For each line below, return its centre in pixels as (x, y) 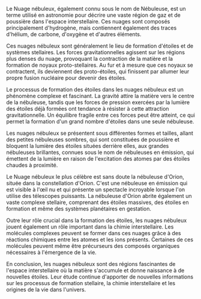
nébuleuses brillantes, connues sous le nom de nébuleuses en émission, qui (100, 152)
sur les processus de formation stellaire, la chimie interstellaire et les (91, 283)
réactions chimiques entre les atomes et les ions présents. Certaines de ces (100, 239)
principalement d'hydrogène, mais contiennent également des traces (91, 28)
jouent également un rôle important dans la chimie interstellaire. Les (90, 227)
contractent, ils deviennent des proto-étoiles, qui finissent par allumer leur (98, 71)
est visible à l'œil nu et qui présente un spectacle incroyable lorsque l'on (96, 190)
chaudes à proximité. (32, 165)
